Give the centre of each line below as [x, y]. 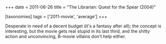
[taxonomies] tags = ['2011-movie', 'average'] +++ [56, 16]
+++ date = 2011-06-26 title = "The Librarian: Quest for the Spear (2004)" [81, 7]
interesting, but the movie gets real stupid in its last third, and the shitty [78, 31]
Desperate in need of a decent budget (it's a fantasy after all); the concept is [83, 26]
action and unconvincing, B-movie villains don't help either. [66, 36]
